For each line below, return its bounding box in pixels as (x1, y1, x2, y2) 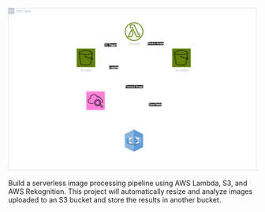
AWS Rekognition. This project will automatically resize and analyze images (8, 186, 253, 196)
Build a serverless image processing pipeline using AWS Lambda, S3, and (8, 178, 248, 188)
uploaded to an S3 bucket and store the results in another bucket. (8, 195, 222, 204)
